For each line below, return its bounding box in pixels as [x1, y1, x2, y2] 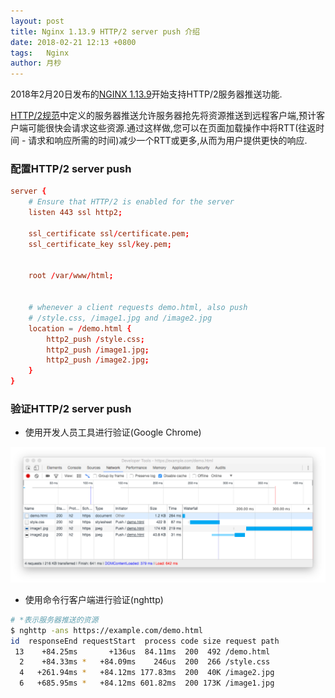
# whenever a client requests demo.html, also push [28, 303, 248, 313]
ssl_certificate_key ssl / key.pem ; [28, 239, 172, 249]
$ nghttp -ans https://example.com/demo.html [10, 625, 203, 635]
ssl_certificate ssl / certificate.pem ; [28, 228, 190, 239]
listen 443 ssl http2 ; [28, 208, 123, 218]
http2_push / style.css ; [46, 334, 145, 344]
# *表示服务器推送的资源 [10, 615, 99, 625]
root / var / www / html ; [28, 271, 114, 281]
